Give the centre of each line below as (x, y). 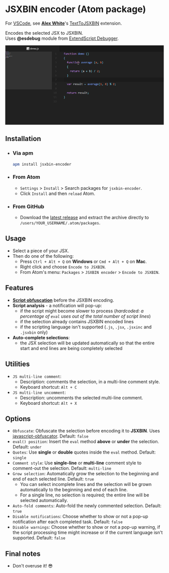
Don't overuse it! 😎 (32, 566)
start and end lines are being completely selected (71, 348)
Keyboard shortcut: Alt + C (48, 387)
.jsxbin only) (34, 332)
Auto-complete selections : (41, 337)
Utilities (18, 364)
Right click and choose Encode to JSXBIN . (63, 267)
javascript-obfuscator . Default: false (51, 436)
